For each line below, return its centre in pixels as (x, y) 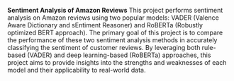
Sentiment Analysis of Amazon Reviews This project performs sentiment (115, 10)
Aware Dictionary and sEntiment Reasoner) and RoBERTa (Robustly (105, 25)
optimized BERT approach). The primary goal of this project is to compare (115, 32)
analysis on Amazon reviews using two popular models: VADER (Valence (113, 18)
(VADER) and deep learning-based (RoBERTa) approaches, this (119, 55)
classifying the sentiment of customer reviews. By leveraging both (104, 48)
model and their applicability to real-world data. (77, 70)
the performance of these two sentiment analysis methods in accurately (112, 40)
